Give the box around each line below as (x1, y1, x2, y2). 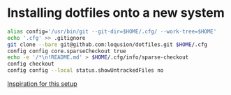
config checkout (7, 61, 54, 68)
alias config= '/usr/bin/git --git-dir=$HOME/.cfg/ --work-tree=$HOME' (7, 28, 217, 35)
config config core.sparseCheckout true (7, 47, 127, 54)
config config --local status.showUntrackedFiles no (7, 67, 164, 74)
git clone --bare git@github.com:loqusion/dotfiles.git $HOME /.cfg (7, 41, 208, 48)
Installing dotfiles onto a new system (7, 5, 225, 21)
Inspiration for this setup (7, 80, 78, 88)
